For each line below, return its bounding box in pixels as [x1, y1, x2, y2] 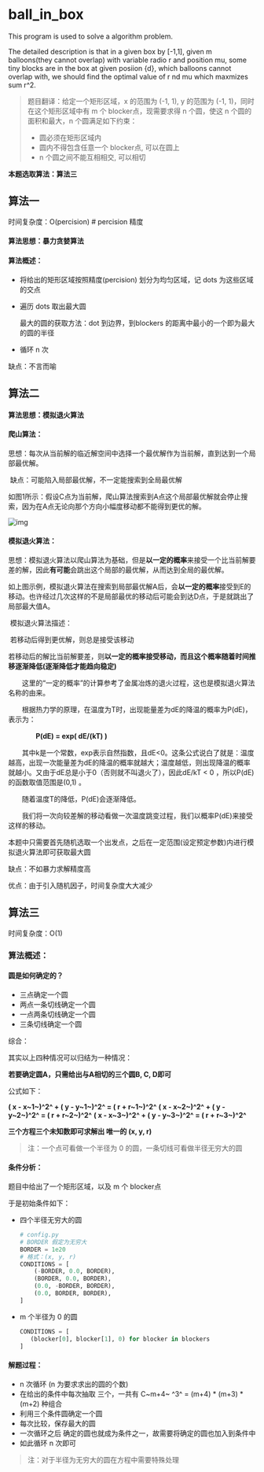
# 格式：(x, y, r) [19, 1252, 77, 1260]
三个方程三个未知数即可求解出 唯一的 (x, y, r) [8, 1127, 152, 1136]
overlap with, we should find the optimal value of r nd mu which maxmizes [8, 72, 249, 81]
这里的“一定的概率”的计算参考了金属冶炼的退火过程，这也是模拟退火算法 [21, 678, 255, 688]
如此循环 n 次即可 [19, 1438, 76, 1448]
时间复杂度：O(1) [8, 928, 63, 938]
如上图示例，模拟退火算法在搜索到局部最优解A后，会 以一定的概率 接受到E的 [8, 581, 251, 591]
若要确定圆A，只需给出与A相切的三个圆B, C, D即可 [8, 1069, 171, 1079]
